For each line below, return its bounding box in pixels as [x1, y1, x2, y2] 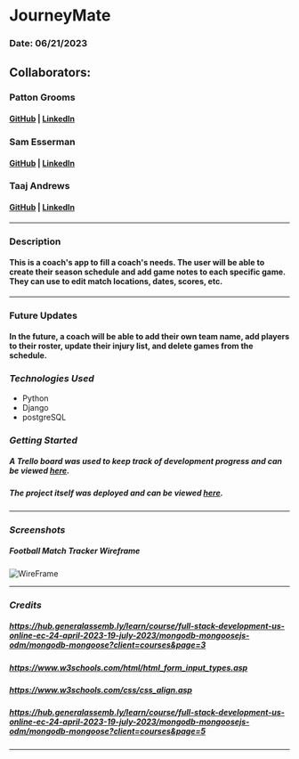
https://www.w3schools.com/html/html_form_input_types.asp [9, 662, 248, 673]
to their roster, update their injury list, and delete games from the [9, 340, 254, 352]
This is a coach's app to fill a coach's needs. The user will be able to [9, 257, 265, 268]
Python [21, 393, 49, 404]
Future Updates [9, 309, 78, 322]
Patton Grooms [9, 91, 76, 103]
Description [9, 235, 61, 248]
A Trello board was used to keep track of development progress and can [9, 456, 283, 467]
